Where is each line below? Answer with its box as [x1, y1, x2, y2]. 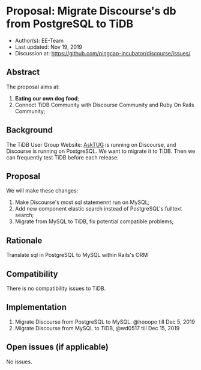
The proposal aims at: [6, 83, 60, 90]
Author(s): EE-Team [14, 37, 64, 44]
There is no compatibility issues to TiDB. [6, 285, 106, 292]
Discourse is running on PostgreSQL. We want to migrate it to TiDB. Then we [6, 147, 196, 155]
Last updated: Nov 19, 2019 [14, 43, 83, 51]
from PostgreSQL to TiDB [6, 17, 134, 31]
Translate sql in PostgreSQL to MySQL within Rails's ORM [6, 251, 148, 259]
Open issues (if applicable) [6, 342, 109, 353]
